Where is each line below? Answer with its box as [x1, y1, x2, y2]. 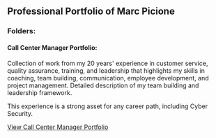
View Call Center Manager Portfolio [7, 123, 109, 131]
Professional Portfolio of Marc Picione [7, 6, 176, 17]
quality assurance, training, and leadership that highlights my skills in [7, 66, 206, 75]
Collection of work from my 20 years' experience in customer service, [7, 59, 208, 67]
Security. [7, 109, 33, 117]
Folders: [7, 26, 36, 36]
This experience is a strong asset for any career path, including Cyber [7, 102, 208, 110]
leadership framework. [7, 88, 72, 96]
